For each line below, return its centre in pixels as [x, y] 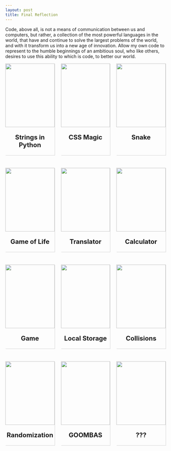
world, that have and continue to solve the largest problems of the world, [81, 40]
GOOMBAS [85, 435]
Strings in [30, 137]
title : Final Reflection [32, 15]
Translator [85, 242]
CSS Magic [85, 137]
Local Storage [85, 338]
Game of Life [30, 242]
